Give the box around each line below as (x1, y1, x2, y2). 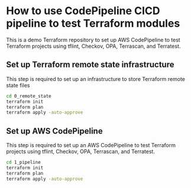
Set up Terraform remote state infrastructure (6, 60, 174, 70)
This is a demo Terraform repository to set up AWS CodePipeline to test (6, 36, 180, 43)
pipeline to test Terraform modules (6, 17, 180, 30)
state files (6, 82, 30, 89)
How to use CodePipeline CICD (6, 4, 161, 18)
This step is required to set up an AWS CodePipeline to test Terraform (6, 142, 176, 149)
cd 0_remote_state (6, 93, 51, 99)
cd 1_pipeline (6, 160, 41, 166)
